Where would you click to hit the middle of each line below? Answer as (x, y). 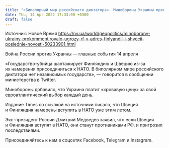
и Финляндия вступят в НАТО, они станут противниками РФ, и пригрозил (84, 125)
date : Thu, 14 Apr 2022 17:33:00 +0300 (47, 15)
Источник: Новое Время (31, 34)
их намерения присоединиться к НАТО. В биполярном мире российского (84, 69)
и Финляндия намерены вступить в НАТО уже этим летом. (68, 110)
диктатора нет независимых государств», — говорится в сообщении (79, 75)
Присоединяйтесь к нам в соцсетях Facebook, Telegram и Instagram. (79, 140)
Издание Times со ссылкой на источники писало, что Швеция (72, 105)
